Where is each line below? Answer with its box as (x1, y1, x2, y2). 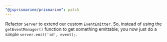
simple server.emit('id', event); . (5, 31, 77, 37)
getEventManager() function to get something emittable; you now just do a (5, 26, 157, 32)
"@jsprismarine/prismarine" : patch (5, 7, 79, 12)
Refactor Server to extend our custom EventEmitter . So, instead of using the (5, 21, 162, 27)
